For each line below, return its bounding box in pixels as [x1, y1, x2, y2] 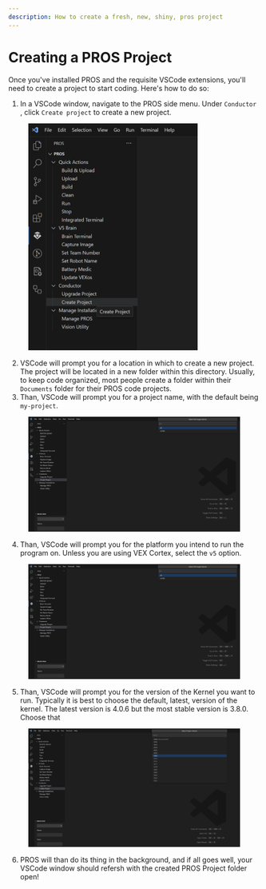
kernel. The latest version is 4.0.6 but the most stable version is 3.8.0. [19, 704, 249, 713]
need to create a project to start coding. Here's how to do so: [8, 83, 209, 93]
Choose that [19, 712, 61, 722]
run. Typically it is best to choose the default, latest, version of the [19, 696, 238, 705]
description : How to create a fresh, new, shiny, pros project [8, 13, 224, 21]
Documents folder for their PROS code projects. [19, 384, 172, 393]
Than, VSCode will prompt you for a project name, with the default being [19, 393, 259, 402]
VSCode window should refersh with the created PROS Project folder [19, 863, 248, 873]
